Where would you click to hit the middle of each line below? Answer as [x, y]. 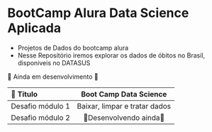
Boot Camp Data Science [124, 94]
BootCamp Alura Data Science [98, 13]
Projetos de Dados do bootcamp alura [73, 48]
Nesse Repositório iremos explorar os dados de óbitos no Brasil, [111, 55]
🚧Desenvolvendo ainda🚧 [124, 117]
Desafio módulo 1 [40, 106]
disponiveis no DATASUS [54, 62]
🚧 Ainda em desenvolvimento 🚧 [53, 77]
